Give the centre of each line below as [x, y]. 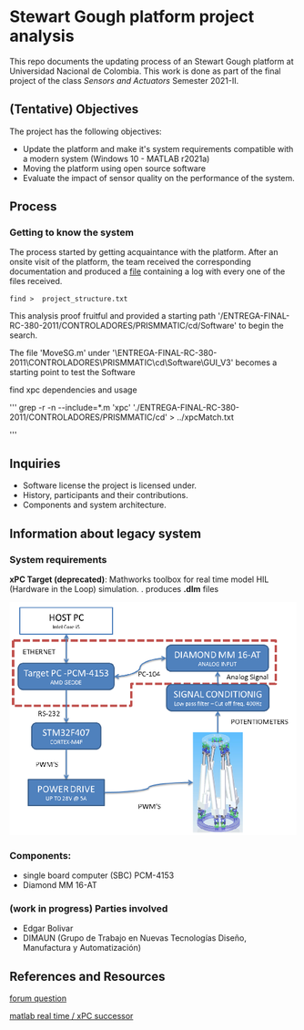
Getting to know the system [72, 232]
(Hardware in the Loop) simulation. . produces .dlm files [114, 588]
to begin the [261, 326]
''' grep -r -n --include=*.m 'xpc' [71, 408]
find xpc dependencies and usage [74, 390]
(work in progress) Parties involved [89, 909]
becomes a [256, 362]
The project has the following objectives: [86, 131]
